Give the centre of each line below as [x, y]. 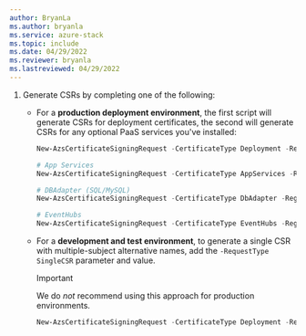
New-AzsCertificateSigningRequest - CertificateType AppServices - [165, 173]
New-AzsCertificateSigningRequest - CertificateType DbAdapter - [161, 199]
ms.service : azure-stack [56, 35]
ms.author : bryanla [46, 26]
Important [55, 278]
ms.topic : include [44, 43]
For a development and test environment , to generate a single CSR [163, 241]
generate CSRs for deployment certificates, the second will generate [165, 122]
